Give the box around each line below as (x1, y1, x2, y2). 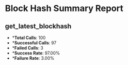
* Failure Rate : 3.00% (12, 55, 55, 61)
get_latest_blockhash (5, 22, 72, 30)
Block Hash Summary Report (5, 3, 124, 14)
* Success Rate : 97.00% (12, 50, 60, 56)
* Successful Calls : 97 (12, 40, 57, 46)
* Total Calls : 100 (12, 35, 46, 40)
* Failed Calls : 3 (12, 45, 44, 51)
